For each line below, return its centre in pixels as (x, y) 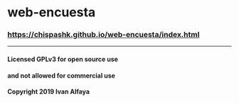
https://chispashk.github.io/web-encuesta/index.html (103, 35)
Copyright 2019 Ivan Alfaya (49, 92)
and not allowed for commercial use (62, 75)
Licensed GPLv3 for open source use (63, 59)
